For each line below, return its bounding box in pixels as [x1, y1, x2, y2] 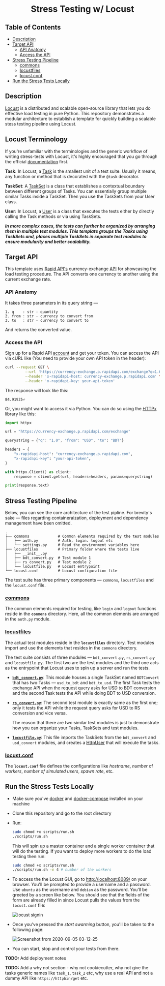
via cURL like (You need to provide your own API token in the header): [5, 355, 146, 361]
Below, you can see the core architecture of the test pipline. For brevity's [5, 510, 152, 516]
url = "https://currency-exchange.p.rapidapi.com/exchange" [5, 429, 131, 434]
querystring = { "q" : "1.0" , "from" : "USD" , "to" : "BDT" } [5, 438, 124, 443]
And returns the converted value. [5, 326, 72, 333]
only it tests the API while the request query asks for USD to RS [12, 705, 140, 710]
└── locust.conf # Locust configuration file [5, 568, 118, 574]
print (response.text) [5, 483, 50, 488]
